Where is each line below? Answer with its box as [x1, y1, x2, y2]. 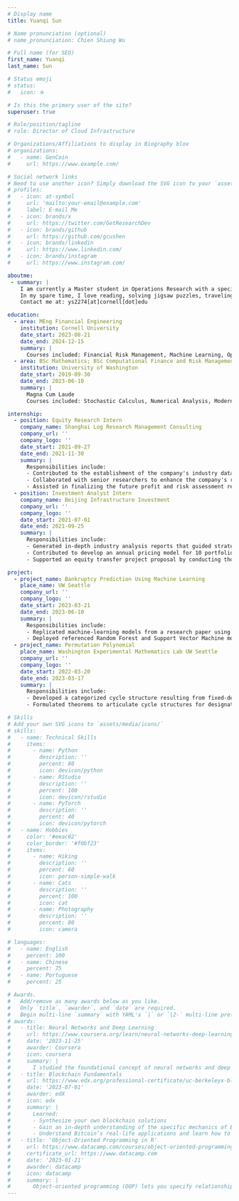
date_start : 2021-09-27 [20, 443, 91, 451]
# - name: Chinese [7, 958, 69, 965]
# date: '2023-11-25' [7, 1037, 84, 1045]
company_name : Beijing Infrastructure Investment [20, 496, 171, 503]
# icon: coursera [7, 1051, 72, 1058]
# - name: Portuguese [7, 972, 78, 979]
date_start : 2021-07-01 [20, 516, 91, 523]
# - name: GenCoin [7, 154, 69, 161]
